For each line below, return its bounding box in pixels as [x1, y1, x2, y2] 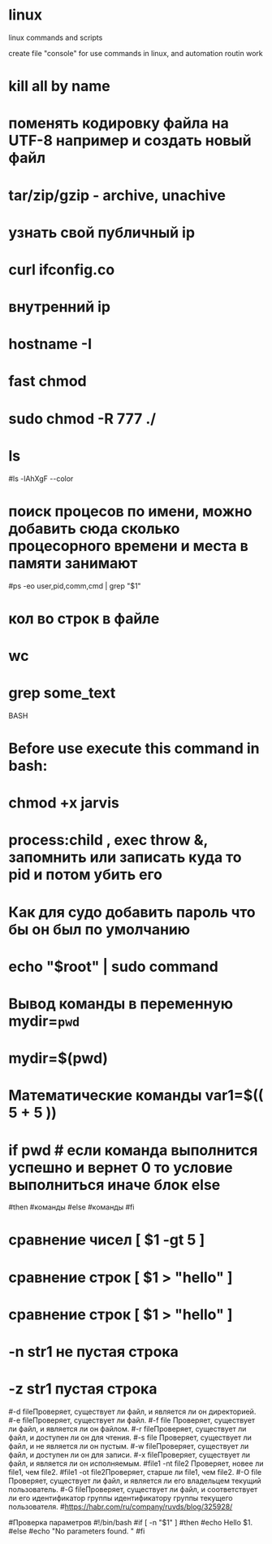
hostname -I [8, 335, 93, 353]
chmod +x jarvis [8, 794, 119, 812]
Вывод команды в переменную [8, 995, 234, 1013]
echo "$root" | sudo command [8, 957, 219, 976]
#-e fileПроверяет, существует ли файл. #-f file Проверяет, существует [8, 1415, 256, 1425]
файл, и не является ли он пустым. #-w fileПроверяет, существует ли [8, 1441, 249, 1450]
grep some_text [8, 684, 116, 702]
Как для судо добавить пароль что [8, 903, 256, 921]
